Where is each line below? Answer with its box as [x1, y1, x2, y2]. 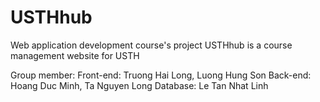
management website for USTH [10, 49, 140, 61]
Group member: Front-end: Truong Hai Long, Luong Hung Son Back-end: [10, 69, 312, 81]
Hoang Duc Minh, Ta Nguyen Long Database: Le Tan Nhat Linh [10, 79, 269, 91]
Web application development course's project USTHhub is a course [10, 39, 293, 51]
